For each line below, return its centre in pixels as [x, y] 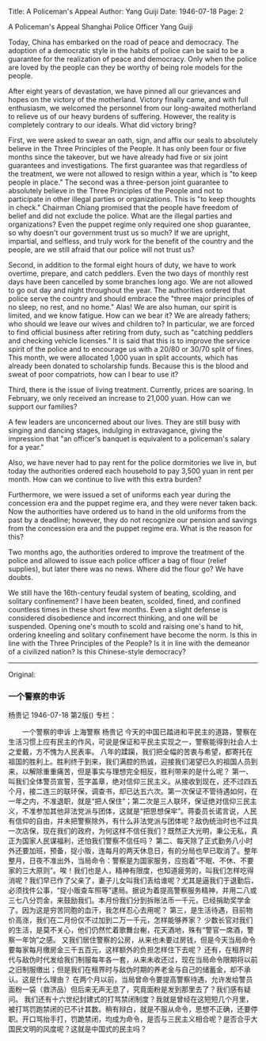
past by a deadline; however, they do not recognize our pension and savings [133, 520]
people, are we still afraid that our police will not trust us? [102, 250]
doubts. [21, 577]
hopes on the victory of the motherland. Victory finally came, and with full [128, 99]
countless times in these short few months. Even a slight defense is [118, 610]
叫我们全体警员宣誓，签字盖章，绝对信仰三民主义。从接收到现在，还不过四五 [133, 782]
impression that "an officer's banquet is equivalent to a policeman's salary [129, 439]
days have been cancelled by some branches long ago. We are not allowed [131, 282]
